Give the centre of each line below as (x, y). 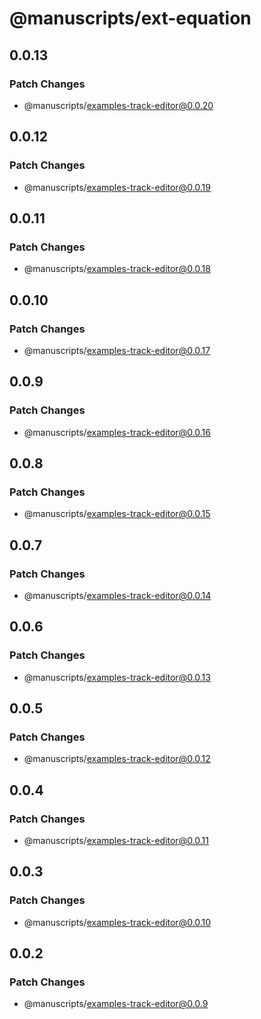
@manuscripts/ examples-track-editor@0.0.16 (117, 432)
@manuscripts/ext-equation (130, 18)
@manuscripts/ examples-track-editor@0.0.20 (118, 105)
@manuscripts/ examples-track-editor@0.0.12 (117, 759)
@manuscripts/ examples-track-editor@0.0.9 (116, 1004)
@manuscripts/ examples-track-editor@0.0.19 (117, 187)
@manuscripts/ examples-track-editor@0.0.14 (117, 595)
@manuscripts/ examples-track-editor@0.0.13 (117, 677)
